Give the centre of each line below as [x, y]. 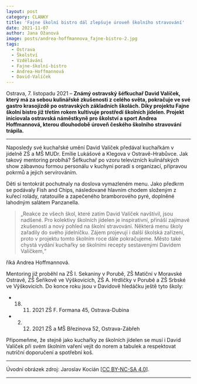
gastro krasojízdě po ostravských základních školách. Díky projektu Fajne [98, 106]
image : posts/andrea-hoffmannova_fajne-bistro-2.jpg [72, 39]
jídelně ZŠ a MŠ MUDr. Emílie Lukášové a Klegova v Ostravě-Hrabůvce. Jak [97, 154]
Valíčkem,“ [33, 251]
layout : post [22, 11]
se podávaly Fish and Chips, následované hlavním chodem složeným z [91, 190]
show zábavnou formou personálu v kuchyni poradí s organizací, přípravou [97, 166]
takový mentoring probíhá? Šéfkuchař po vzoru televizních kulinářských [93, 160]
